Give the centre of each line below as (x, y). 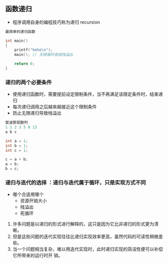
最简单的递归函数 (20, 32)
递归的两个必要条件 (29, 82)
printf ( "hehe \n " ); (34, 50)
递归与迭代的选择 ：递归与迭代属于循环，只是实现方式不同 (76, 183)
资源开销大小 (33, 201)
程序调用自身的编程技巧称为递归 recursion (56, 22)
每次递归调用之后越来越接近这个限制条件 (54, 107)
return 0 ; (25, 64)
